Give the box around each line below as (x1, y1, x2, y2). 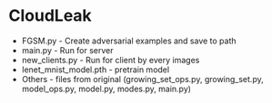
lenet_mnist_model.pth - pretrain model (21, 64, 170, 75)
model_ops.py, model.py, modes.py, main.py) (21, 83, 192, 94)
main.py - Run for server (21, 44, 115, 55)
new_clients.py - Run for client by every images (21, 54, 200, 65)
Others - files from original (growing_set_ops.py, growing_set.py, (21, 73, 265, 84)
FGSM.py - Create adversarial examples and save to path (21, 35, 237, 46)
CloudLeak (8, 5, 92, 26)
